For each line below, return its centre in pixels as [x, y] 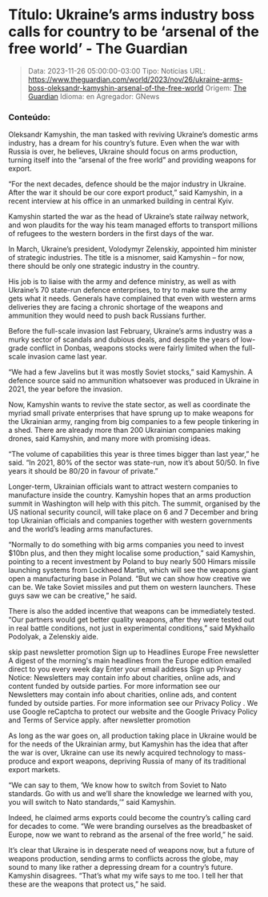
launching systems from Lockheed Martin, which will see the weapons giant [133, 571]
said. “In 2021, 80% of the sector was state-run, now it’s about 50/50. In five [134, 463]
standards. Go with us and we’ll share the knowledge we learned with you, [131, 794]
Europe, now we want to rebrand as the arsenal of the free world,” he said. [131, 835]
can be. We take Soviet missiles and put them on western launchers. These [132, 587]
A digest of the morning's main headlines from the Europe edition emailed [130, 661]
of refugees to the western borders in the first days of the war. [111, 234]
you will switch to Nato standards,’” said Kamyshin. [92, 803]
